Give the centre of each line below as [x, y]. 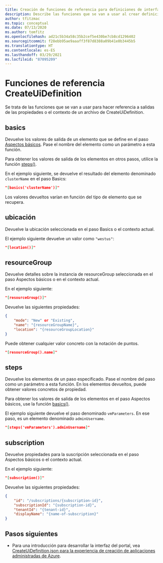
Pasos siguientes [32, 534]
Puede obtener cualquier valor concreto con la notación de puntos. [72, 343]
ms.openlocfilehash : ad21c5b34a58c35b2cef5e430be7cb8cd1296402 [70, 37]
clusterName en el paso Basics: [36, 179]
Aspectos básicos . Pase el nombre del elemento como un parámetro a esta [80, 144]
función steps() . [21, 164]
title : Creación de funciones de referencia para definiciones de [73, 9]
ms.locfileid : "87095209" [31, 59]
